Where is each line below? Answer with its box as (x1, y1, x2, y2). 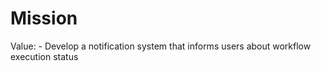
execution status (10, 50, 79, 62)
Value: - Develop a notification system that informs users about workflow (10, 40, 312, 52)
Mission (10, 7, 78, 30)
